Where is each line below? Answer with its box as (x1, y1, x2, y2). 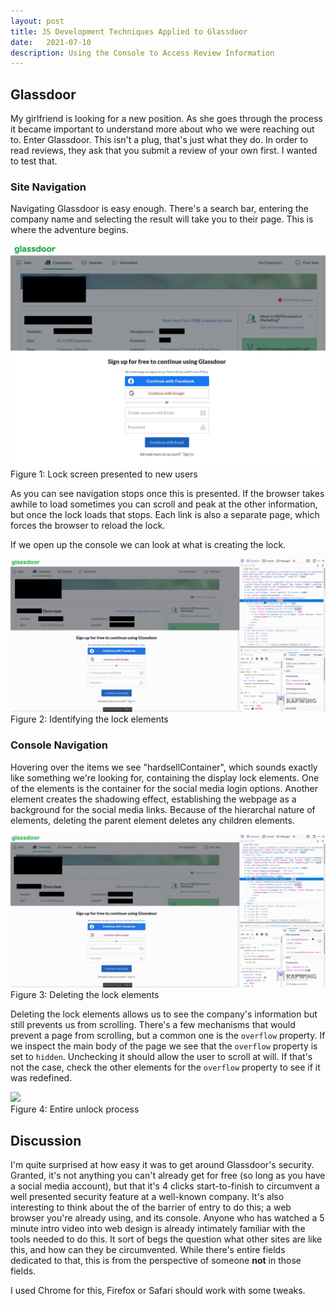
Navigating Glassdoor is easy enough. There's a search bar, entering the (10, 203, 309, 215)
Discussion (10, 1132, 82, 1149)
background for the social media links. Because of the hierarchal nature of (10, 803, 316, 815)
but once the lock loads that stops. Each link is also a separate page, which (10, 508, 320, 520)
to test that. (10, 155, 58, 167)
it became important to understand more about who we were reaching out (10, 123, 315, 135)
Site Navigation (10, 180, 87, 194)
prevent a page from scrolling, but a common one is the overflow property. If (10, 1030, 326, 1042)
